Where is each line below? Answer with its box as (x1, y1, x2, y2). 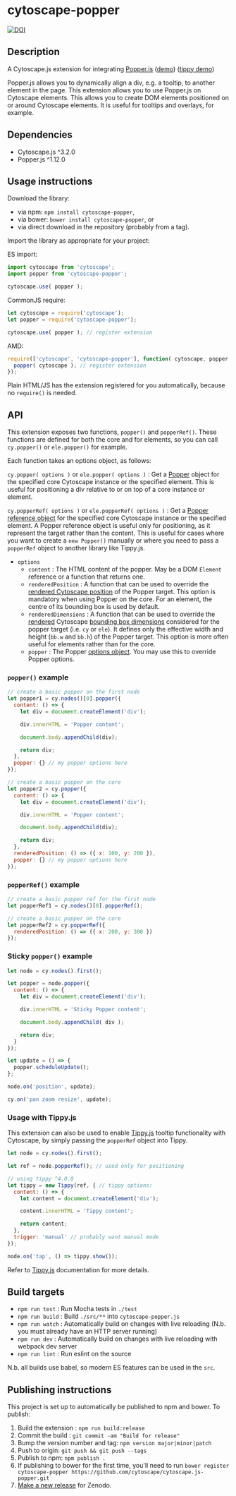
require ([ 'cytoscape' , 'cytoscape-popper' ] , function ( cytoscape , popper (7, 355, 229, 362)
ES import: (7, 250, 38, 259)
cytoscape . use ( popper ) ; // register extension (7, 329, 153, 336)
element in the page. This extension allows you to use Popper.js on (7, 85, 201, 94)
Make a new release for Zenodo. (17, 1481, 112, 1490)
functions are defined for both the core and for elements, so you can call (7, 435, 218, 444)
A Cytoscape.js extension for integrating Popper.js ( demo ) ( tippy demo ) (7, 64, 215, 73)
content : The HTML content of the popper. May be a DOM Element (27, 565, 222, 574)
